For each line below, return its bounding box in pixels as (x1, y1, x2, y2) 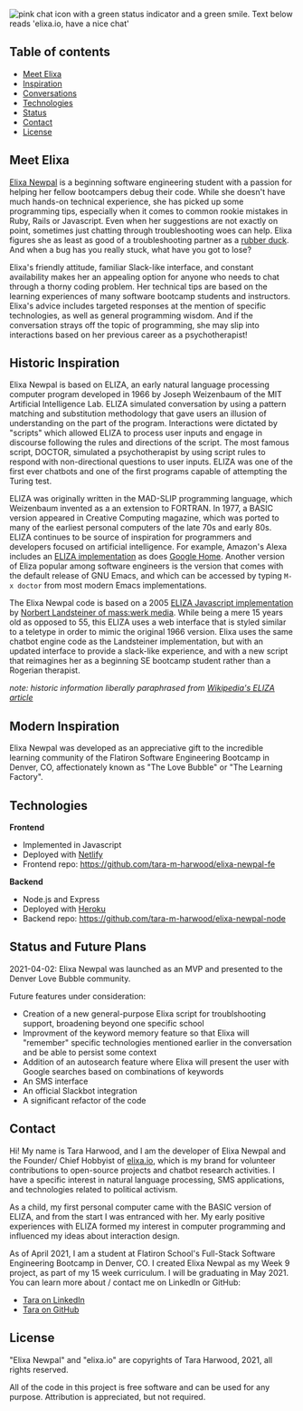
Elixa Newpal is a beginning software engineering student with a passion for (9, 177, 292, 188)
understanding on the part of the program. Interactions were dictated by (9, 418, 279, 429)
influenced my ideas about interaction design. (9, 1230, 180, 1241)
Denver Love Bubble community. (9, 973, 131, 984)
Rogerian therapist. (9, 665, 80, 676)
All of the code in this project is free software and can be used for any (9, 1381, 270, 1392)
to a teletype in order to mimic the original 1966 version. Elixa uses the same (9, 627, 294, 637)
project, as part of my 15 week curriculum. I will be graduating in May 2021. (9, 1267, 289, 1278)
